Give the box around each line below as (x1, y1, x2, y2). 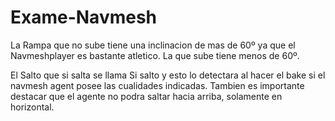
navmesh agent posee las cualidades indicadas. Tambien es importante (10, 79, 305, 91)
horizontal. (10, 101, 55, 113)
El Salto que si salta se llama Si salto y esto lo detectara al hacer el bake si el (10, 69, 326, 81)
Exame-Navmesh (10, 6, 158, 29)
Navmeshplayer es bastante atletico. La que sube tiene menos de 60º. (10, 49, 300, 61)
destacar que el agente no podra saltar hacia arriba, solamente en (10, 90, 283, 102)
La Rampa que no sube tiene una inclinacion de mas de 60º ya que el (10, 39, 296, 51)
